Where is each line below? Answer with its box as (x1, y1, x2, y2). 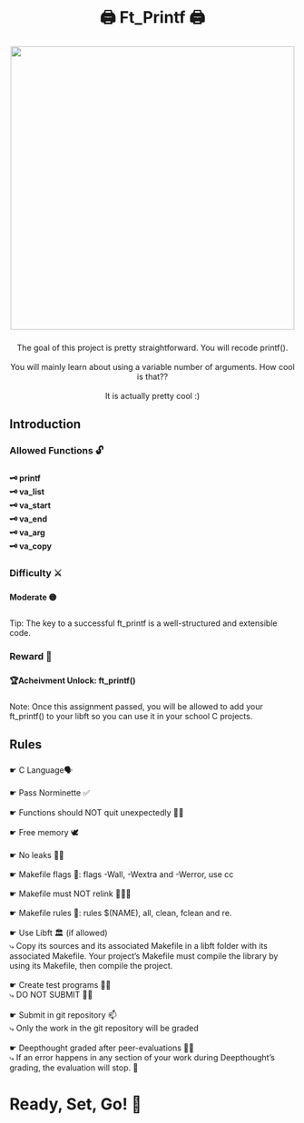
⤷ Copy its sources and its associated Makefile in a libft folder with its (9, 941, 268, 952)
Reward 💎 (9, 649, 53, 662)
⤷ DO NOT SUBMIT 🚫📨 (9, 990, 93, 1001)
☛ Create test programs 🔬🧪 (9, 980, 112, 991)
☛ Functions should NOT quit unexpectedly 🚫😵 (9, 807, 184, 818)
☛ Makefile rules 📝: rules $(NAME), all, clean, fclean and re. (9, 908, 232, 919)
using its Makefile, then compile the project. (9, 961, 173, 972)
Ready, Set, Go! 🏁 (9, 1094, 142, 1115)
